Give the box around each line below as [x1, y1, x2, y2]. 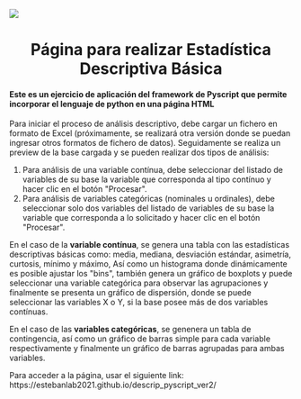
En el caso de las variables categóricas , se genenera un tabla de [9, 324, 252, 335]
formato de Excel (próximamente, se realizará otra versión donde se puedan [9, 128, 291, 139]
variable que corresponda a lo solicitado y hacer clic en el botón [22, 213, 261, 223]
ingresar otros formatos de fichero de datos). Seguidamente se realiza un [9, 138, 281, 149]
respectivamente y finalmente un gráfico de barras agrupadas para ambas [9, 343, 285, 354]
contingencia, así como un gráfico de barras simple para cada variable [9, 333, 271, 344]
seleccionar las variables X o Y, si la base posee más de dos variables [9, 297, 269, 308]
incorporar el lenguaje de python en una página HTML [9, 98, 215, 109]
